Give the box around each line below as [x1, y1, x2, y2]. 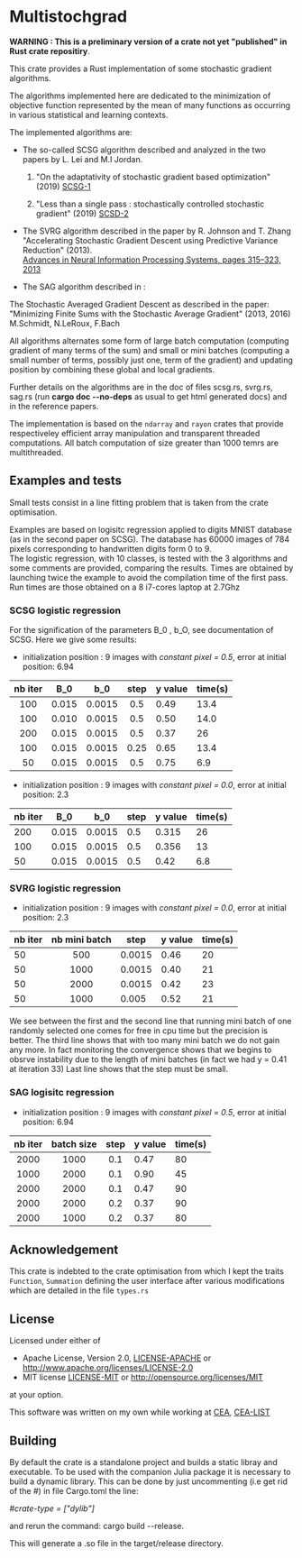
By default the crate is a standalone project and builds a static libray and [9, 1457, 278, 1468]
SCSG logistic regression [9, 604, 122, 617]
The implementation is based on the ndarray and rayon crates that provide [9, 417, 284, 429]
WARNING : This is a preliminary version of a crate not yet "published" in [9, 36, 288, 47]
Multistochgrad [9, 6, 128, 27]
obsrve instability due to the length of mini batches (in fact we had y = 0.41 [9, 1054, 287, 1065]
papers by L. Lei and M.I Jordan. [22, 153, 143, 164]
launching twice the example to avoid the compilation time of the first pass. [9, 572, 288, 582]
